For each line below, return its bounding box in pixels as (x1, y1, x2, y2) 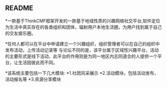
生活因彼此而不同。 (18, 59, 58, 65)
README (5, 4, 33, 12)
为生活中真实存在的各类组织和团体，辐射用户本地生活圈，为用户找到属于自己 (5, 24, 162, 30)
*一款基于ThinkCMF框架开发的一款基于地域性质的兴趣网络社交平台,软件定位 (5, 17, 161, 24)
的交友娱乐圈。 (5, 30, 36, 36)
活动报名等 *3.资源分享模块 (5, 76, 61, 82)
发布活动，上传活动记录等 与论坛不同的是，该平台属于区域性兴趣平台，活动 (5, 47, 159, 53)
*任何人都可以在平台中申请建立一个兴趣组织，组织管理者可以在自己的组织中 (5, 41, 160, 47)
